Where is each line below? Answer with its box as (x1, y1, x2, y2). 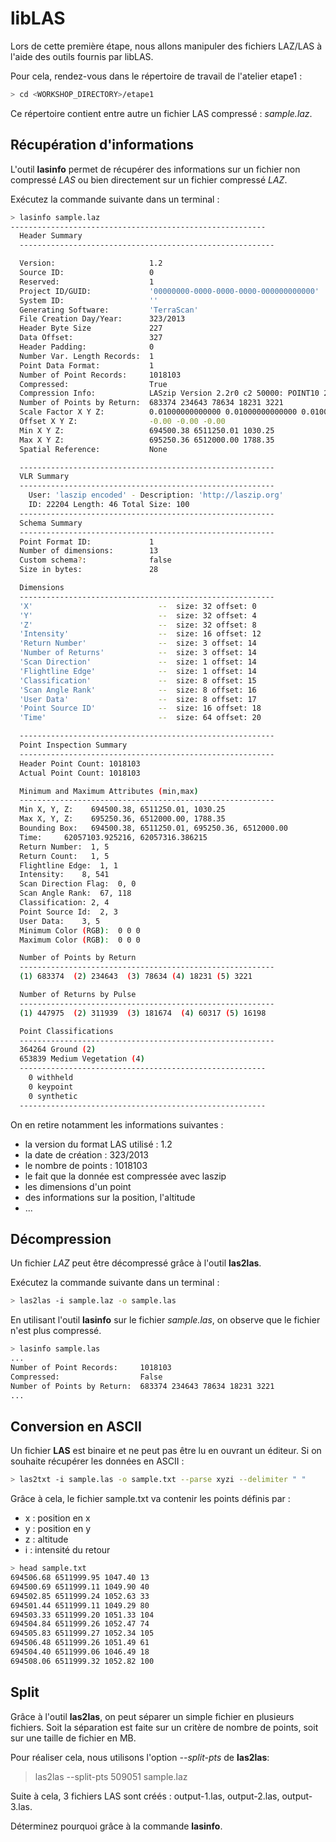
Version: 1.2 (19, 258, 163, 269)
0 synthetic (28, 1091, 78, 1101)
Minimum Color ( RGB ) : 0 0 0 (19, 925, 141, 936)
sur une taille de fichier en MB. (10, 1732, 137, 1744)
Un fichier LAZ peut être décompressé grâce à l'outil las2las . (10, 1257, 262, 1269)
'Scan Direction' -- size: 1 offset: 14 (19, 657, 257, 667)
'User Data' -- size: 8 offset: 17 (19, 694, 257, 704)
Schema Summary (19, 518, 83, 528)
